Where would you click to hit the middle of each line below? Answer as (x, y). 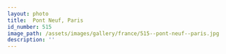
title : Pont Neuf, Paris (45, 20)
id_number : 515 (30, 27)
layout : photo (28, 14)
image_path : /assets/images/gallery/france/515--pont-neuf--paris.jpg (113, 33)
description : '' (31, 40)
